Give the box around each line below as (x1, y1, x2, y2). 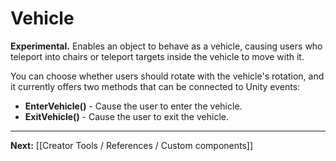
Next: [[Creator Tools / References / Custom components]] (10, 139, 254, 151)
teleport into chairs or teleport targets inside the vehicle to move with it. (10, 50, 305, 62)
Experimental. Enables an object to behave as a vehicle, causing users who (10, 40, 323, 52)
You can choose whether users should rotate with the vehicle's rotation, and (10, 70, 325, 82)
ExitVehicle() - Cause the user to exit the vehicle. (24, 110, 229, 122)
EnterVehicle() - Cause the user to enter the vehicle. (24, 100, 243, 112)
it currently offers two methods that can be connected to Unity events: (10, 80, 301, 92)
